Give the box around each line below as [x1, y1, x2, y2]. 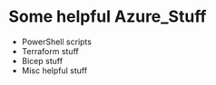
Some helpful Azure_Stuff [8, 6, 207, 27]
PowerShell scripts [21, 36, 93, 47]
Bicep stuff [21, 55, 64, 66]
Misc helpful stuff [21, 65, 88, 76]
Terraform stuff [21, 45, 79, 56]
